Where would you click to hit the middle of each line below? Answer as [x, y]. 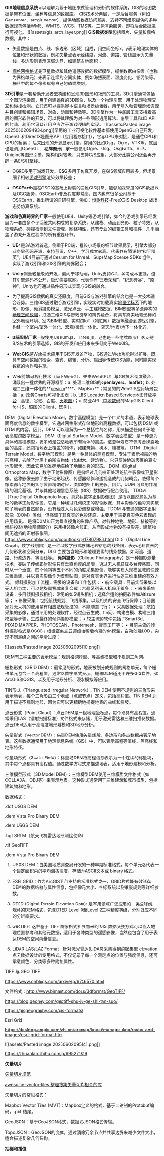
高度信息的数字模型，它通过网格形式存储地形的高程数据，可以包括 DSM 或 [84, 423]
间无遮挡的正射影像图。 [29, 533]
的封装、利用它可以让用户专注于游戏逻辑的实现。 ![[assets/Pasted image [78, 124]
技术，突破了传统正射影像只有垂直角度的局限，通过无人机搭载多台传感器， [80, 564]
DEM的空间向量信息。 [38, 939]
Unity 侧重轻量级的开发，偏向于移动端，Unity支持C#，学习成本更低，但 [84, 274]
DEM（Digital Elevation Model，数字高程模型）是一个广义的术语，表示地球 [80, 417]
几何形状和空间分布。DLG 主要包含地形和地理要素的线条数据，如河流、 [76, 552]
